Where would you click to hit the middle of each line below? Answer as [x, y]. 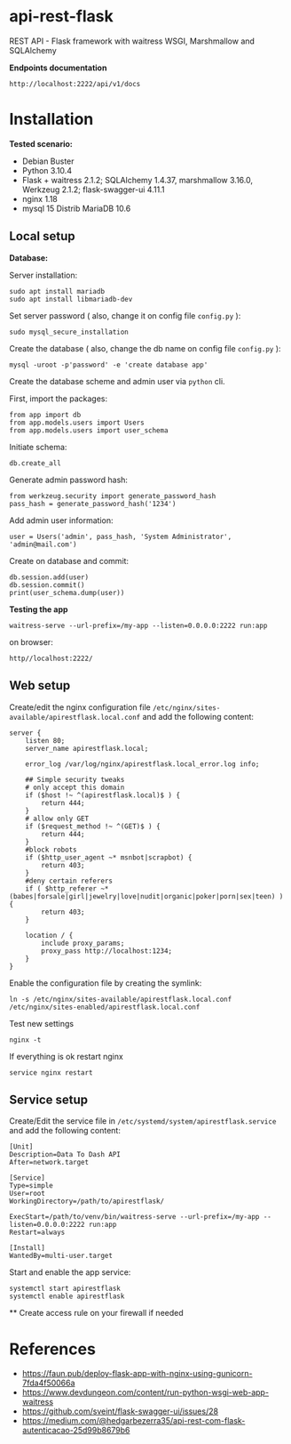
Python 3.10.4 [47, 170]
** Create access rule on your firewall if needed [96, 1313]
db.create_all [35, 463]
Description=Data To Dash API [65, 1155]
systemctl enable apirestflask [67, 1296]
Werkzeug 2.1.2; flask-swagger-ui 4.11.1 [93, 190]
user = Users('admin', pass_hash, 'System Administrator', [121, 536]
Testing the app [39, 609]
